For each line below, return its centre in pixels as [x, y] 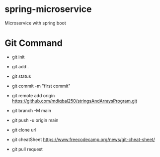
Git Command [34, 43]
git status [21, 76]
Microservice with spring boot [36, 23]
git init [18, 57]
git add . [20, 66]
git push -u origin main [35, 120]
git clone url [24, 130]
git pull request [27, 149]
